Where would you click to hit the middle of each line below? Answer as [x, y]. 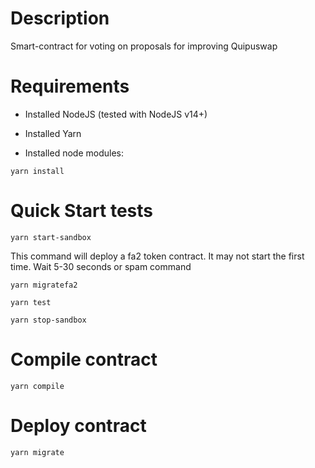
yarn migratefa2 [44, 285]
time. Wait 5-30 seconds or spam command [101, 266]
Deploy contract [78, 425]
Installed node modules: [74, 153]
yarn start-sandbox [51, 237]
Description [60, 18]
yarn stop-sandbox [48, 320]
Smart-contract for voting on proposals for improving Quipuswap [144, 46]
